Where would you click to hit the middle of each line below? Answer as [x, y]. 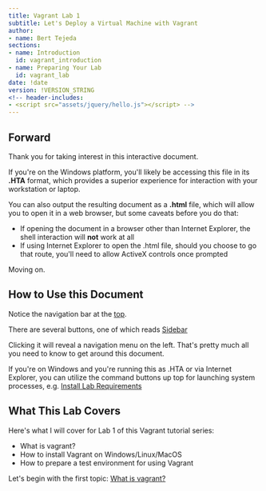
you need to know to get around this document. [87, 353]
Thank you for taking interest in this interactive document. [103, 156]
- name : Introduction [44, 53]
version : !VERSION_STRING [51, 90]
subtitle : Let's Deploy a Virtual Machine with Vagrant [103, 23]
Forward [30, 137]
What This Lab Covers [65, 411]
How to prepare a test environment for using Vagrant [107, 463]
